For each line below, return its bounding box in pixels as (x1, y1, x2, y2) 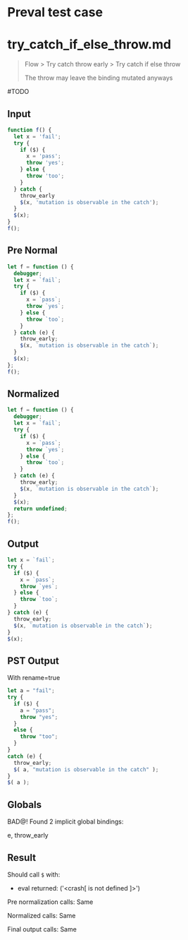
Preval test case (7, 4, 104, 20)
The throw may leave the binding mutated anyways (24, 73, 173, 82)
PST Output (7, 655, 60, 667)
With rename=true (7, 674, 61, 682)
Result (7, 852, 37, 864)
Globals (7, 799, 42, 811)
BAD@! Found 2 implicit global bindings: (7, 817, 124, 826)
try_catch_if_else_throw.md (7, 37, 171, 53)
